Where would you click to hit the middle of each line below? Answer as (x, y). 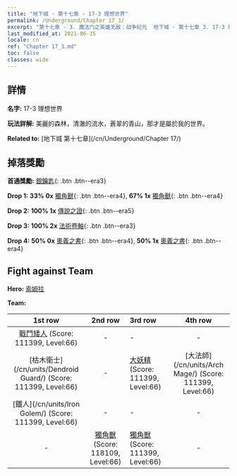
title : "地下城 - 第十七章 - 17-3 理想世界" (68, 14)
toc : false (23, 54)
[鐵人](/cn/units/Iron (46, 404)
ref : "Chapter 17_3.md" (42, 47)
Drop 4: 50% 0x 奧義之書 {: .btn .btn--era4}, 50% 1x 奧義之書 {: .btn (105, 241)
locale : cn (23, 40)
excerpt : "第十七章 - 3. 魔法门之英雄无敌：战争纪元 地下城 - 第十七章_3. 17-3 (116, 27)
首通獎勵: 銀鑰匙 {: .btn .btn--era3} (57, 181)
